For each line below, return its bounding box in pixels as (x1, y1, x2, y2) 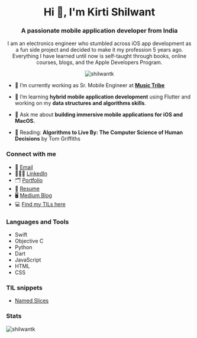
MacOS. (14, 117, 35, 125)
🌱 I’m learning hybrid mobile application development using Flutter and (14, 93, 191, 100)
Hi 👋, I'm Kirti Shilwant (43, 5, 156, 19)
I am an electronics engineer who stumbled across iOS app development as (7, 40, 192, 47)
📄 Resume (14, 185, 40, 192)
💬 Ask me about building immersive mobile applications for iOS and (14, 111, 183, 118)
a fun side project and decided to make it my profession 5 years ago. (15, 46, 183, 53)
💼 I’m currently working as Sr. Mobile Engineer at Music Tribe (14, 82, 165, 89)
